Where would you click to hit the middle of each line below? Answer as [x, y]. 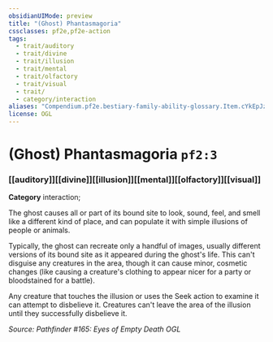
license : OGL [30, 115]
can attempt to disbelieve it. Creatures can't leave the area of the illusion [130, 305]
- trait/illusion [45, 62]
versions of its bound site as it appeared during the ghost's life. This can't [132, 255]
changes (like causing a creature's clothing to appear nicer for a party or [130, 272]
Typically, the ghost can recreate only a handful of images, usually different [135, 246]
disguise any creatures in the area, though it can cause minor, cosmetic [128, 263]
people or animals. [39, 230]
